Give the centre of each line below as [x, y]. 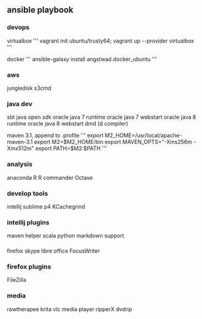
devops [18, 27]
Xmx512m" [20, 148]
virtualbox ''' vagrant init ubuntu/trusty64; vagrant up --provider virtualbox [101, 41]
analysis [20, 164]
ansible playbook [40, 10]
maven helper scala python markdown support [66, 236]
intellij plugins [28, 222]
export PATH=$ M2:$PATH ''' [71, 148]
